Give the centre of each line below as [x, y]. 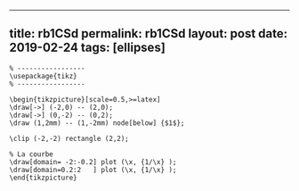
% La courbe [31, 154]
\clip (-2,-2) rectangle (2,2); [69, 138]
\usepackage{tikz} [43, 76]
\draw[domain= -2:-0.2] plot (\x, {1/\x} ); [93, 162]
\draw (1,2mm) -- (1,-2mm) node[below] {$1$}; [97, 123]
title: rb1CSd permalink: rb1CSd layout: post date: [149, 33]
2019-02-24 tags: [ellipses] [88, 48]
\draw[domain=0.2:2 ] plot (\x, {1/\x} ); [93, 170]
